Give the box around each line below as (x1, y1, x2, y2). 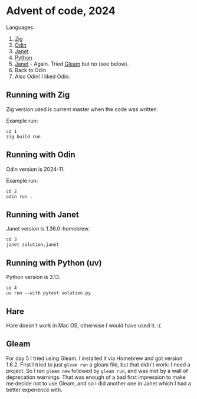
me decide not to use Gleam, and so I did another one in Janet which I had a (6, 379, 192, 387)
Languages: (6, 24, 35, 31)
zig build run (6, 134, 41, 140)
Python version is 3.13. (6, 274, 61, 281)
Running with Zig (6, 90, 70, 100)
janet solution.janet (6, 242, 60, 248)
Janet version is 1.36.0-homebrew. (6, 225, 90, 232)
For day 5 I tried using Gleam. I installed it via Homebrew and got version (6, 355, 183, 362)
